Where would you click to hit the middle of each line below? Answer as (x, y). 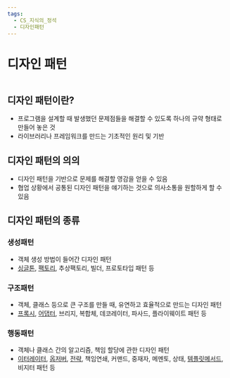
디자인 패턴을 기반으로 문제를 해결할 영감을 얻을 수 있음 (92, 178)
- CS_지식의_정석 (35, 20)
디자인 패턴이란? (41, 100)
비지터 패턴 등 (36, 367)
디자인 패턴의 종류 (44, 221)
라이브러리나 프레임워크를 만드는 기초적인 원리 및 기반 (91, 136)
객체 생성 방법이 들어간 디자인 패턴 (64, 259)
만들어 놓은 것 (36, 127)
